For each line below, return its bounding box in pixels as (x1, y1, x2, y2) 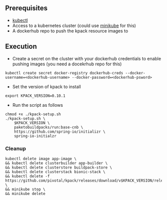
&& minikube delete (5, 191, 46, 196)
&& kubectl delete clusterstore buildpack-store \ (5, 165, 112, 170)
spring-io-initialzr (14, 133, 57, 139)
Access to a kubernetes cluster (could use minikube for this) (12, 22, 136, 28)
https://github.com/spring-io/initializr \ (14, 129, 106, 134)
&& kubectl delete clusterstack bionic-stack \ (5, 169, 106, 174)
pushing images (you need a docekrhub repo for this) (12, 61, 122, 67)
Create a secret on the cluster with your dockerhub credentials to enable (12, 55, 162, 61)
